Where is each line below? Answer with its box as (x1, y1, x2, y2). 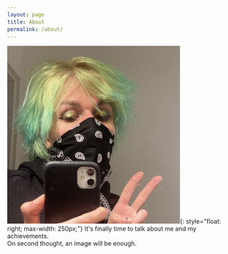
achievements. (7, 232, 49, 240)
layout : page (7, 11, 45, 18)
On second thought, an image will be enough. (7, 239, 137, 248)
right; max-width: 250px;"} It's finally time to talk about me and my (7, 225, 197, 233)
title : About (7, 18, 45, 26)
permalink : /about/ (7, 26, 64, 33)
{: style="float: (180, 217, 222, 226)
